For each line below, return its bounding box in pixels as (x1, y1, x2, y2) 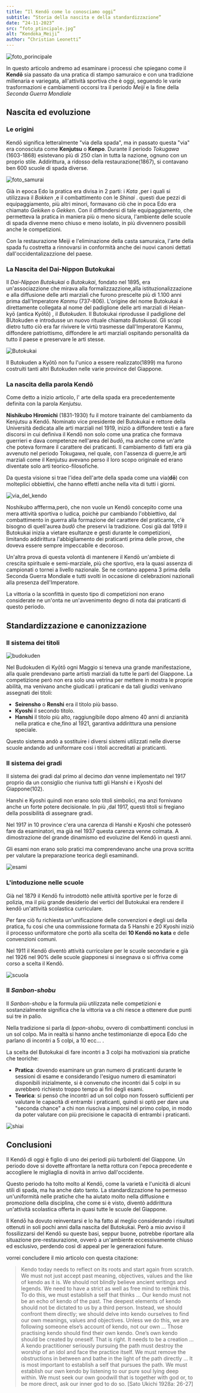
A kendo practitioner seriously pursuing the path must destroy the (20, 1342, 183, 1349)
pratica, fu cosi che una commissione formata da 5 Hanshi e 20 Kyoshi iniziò (6, 923, 195, 930)
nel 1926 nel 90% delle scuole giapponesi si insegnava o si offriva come (6, 953, 184, 960)
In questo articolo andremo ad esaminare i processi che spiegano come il (6, 65, 186, 72)
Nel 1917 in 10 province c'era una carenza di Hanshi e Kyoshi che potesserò (6, 821, 192, 829)
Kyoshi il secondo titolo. (14, 707, 75, 714)
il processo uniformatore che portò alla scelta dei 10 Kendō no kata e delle (6, 929, 190, 936)
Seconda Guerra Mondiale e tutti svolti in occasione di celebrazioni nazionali (6, 573, 195, 580)
